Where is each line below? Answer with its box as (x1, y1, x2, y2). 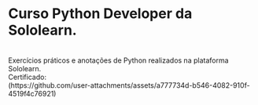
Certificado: (8, 72, 47, 81)
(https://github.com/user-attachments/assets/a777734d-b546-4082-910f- (8, 80, 250, 90)
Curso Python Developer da (8, 5, 193, 23)
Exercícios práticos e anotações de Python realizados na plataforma (8, 56, 230, 65)
